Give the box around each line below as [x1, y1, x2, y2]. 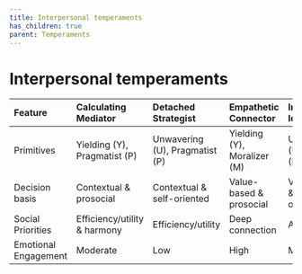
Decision [13, 181, 51, 194]
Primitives [13, 145, 56, 157]
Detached [152, 101, 196, 113]
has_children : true [9, 22, 83, 31]
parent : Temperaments [9, 30, 91, 39]
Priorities [13, 224, 52, 236]
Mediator [75, 112, 117, 125]
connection [228, 224, 277, 236]
